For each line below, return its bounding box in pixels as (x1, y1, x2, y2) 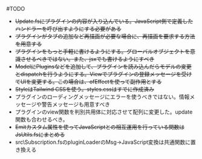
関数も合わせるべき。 (15, 116, 68, 123)
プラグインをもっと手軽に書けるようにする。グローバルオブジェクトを (15, 48, 191, 55)
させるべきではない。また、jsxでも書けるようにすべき (20, 56, 155, 62)
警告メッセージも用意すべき (41, 101, 111, 108)
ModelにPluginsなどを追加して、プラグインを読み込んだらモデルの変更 (15, 63, 192, 70)
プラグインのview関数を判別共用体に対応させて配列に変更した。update (15, 108, 193, 115)
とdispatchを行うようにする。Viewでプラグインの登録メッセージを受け (15, 71, 192, 77)
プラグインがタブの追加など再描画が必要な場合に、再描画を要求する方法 (15, 33, 195, 40)
